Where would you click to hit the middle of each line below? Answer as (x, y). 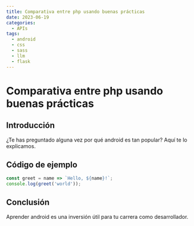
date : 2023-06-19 (28, 17)
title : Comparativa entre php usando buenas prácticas (76, 12)
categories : (21, 23)
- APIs (20, 28)
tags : (13, 34)
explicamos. (21, 146)
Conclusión (28, 203)
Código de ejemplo (42, 164)
